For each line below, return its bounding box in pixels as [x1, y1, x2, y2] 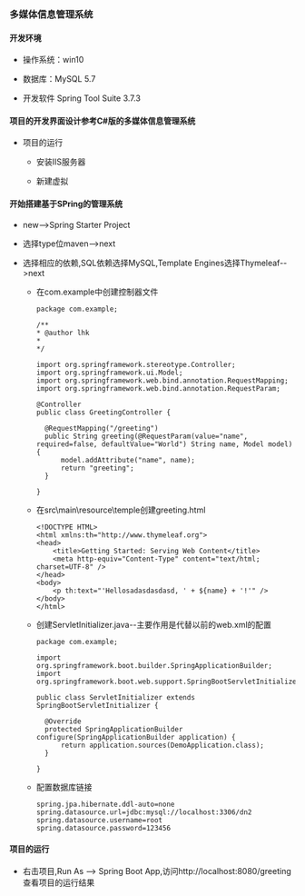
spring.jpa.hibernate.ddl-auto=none [35, 800, 175, 809]
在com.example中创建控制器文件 [35, 286, 159, 297]
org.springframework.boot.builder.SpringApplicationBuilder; [35, 661, 272, 670]
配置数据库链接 [35, 782, 93, 792]
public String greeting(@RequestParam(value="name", [44, 432, 248, 441]
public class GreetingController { [35, 407, 171, 417]
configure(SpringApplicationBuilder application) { [35, 732, 236, 742]
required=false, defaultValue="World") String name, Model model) [35, 439, 293, 449]
